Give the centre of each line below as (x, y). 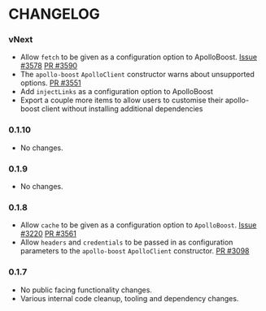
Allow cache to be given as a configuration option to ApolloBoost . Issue (138, 225)
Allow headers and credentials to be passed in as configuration (126, 242)
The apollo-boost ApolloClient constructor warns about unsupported (137, 75)
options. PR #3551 (50, 83)
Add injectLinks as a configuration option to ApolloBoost (117, 92)
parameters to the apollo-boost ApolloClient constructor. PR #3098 (135, 251)
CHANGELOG (54, 14)
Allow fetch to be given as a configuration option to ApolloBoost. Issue (139, 57)
